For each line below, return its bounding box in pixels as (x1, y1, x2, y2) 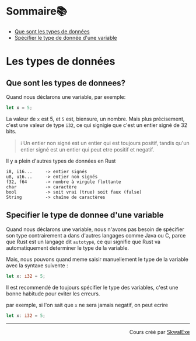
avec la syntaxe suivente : (6, 261, 68, 269)
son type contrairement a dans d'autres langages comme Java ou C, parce (6, 232, 186, 239)
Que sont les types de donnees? (6, 78, 125, 88)
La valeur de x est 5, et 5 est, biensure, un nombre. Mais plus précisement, (6, 115, 185, 122)
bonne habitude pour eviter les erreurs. (6, 290, 100, 297)
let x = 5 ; (6, 105, 33, 111)
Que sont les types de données (14, 27, 90, 35)
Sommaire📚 (6, 5, 68, 18)
